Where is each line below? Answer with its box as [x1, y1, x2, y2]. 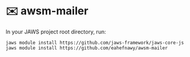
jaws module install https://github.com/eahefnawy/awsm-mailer [5, 45, 168, 51]
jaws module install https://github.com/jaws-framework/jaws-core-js [5, 40, 185, 46]
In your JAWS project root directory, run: [5, 28, 106, 35]
